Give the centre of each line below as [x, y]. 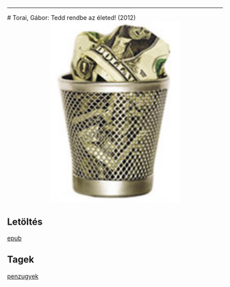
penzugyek [23, 276]
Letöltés [25, 222]
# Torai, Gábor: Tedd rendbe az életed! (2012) [72, 17]
